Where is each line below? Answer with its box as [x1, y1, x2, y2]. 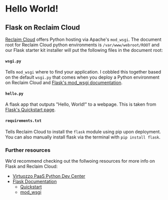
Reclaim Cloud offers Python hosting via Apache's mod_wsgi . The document [5, 36, 161, 42]
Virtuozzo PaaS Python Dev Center [12, 173, 86, 179]
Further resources [5, 147, 50, 154]
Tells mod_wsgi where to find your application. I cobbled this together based [5, 69, 161, 75]
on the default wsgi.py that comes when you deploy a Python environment [5, 74, 160, 81]
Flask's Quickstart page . [5, 107, 56, 113]
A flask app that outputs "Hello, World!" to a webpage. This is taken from [5, 101, 156, 107]
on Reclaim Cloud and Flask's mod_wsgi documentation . [5, 80, 123, 86]
